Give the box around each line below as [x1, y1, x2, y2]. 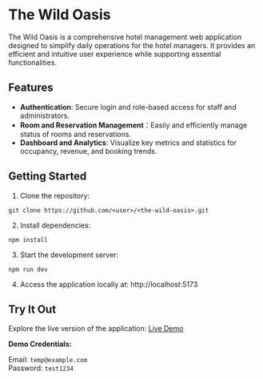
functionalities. [8, 58, 58, 67]
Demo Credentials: [8, 339, 72, 349]
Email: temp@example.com [8, 355, 88, 365]
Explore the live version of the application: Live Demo [8, 324, 184, 333]
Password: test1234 [8, 363, 74, 373]
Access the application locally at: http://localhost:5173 [19, 279, 198, 289]
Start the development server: [19, 250, 119, 260]
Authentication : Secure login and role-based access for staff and [19, 102, 237, 111]
